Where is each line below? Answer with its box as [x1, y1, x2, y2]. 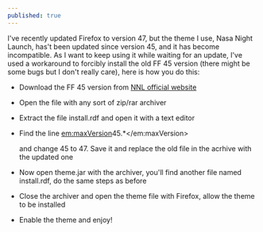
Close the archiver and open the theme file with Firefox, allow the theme [18, 191, 255, 200]
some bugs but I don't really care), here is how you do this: [7, 67, 200, 76]
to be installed [18, 200, 66, 209]
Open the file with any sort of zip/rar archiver [18, 97, 167, 107]
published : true [7, 11, 61, 20]
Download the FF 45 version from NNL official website [18, 82, 197, 92]
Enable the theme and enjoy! [18, 215, 113, 224]
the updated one [18, 152, 73, 162]
